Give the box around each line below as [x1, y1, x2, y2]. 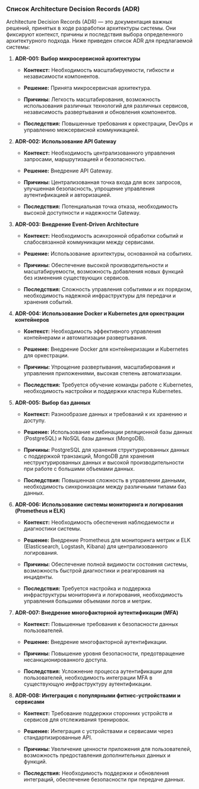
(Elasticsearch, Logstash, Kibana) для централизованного [23, 543, 168, 550]
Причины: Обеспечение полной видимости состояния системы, [23, 561, 188, 568]
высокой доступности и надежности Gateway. [23, 209, 141, 216]
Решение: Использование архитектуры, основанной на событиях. [23, 250, 193, 257]
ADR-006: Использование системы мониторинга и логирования [14, 501, 184, 508]
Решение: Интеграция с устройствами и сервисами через [23, 728, 173, 735]
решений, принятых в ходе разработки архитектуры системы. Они [6, 24, 176, 32]
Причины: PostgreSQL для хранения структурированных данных [23, 447, 189, 454]
